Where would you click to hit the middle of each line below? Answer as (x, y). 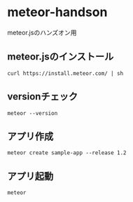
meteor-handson (57, 12)
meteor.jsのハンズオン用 (42, 32)
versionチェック (43, 96)
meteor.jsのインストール (61, 57)
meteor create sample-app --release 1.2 (67, 153)
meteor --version (33, 113)
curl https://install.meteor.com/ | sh (65, 73)
